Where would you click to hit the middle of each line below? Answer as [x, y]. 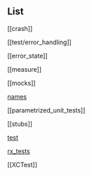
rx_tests [19, 151]
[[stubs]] [20, 124]
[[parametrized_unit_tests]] [46, 110]
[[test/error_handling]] [39, 42]
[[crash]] [20, 28]
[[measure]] [25, 69]
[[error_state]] [27, 56]
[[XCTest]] [22, 164]
